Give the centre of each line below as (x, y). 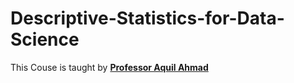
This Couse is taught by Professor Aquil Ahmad (109, 67)
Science (45, 39)
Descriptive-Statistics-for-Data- (147, 18)
